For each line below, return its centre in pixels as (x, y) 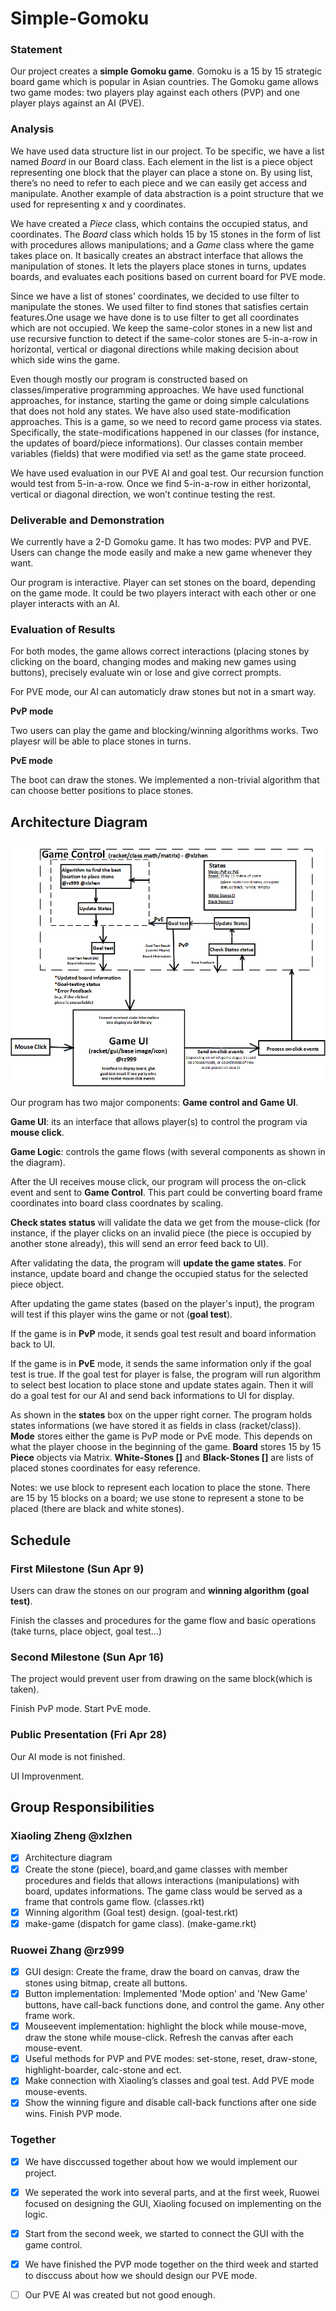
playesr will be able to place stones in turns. (101, 741)
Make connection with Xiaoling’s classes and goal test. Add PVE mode (169, 2081)
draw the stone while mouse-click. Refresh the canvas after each (159, 2038)
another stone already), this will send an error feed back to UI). (140, 1244)
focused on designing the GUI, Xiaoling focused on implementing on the (173, 2203)
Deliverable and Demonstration (87, 520)
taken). (25, 1689)
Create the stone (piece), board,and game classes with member (156, 1869)
